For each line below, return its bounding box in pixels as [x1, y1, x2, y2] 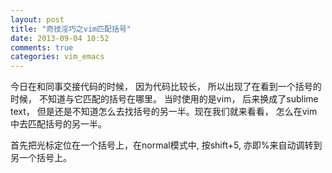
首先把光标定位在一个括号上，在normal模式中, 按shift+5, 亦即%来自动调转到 [10, 139, 323, 151]
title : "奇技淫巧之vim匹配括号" [10, 24, 132, 34]
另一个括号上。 [10, 152, 72, 164]
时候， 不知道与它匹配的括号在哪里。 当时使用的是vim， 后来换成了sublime [10, 93, 319, 105]
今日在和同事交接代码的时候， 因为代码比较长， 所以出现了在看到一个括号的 [10, 81, 322, 93]
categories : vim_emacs [10, 52, 105, 62]
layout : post [10, 14, 65, 25]
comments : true [10, 42, 74, 53]
